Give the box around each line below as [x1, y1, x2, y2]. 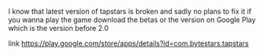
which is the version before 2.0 [8, 24, 109, 32]
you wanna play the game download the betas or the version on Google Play [8, 15, 256, 24]
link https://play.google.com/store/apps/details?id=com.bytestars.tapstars [8, 39, 249, 48]
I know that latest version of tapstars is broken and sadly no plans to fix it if [8, 7, 252, 16]
